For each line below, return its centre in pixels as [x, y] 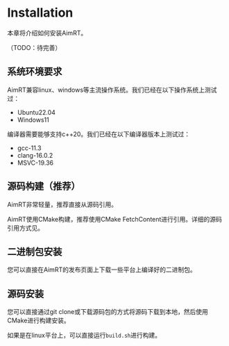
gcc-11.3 [29, 148]
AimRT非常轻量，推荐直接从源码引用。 [62, 204]
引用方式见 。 [25, 228]
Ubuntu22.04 [36, 112]
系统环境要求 [35, 72]
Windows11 [33, 120]
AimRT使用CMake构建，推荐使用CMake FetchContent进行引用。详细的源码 [114, 219]
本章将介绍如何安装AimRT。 [47, 33]
